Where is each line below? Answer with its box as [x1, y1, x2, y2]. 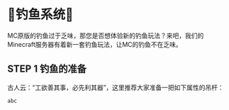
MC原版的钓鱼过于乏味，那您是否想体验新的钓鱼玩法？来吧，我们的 [7, 31, 204, 40]
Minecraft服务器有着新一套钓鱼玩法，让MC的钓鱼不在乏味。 [7, 40, 182, 48]
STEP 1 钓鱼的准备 [7, 63, 86, 75]
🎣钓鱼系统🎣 [7, 6, 74, 23]
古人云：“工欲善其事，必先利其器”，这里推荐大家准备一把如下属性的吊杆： [7, 83, 225, 92]
